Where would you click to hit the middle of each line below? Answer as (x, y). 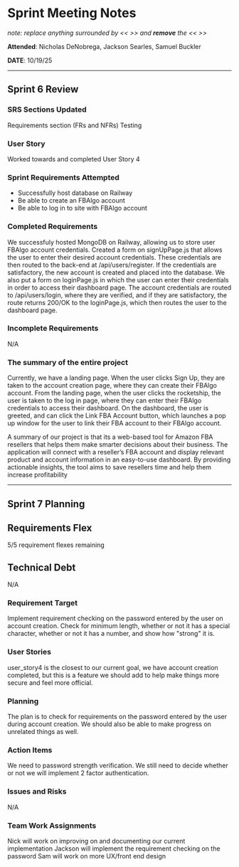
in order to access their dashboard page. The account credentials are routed (119, 287)
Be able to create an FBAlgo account (71, 201)
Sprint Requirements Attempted (63, 177)
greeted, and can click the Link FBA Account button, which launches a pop (117, 416)
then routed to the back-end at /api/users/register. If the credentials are (112, 265)
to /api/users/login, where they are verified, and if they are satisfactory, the (117, 295)
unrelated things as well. (43, 732)
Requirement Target (43, 603)
